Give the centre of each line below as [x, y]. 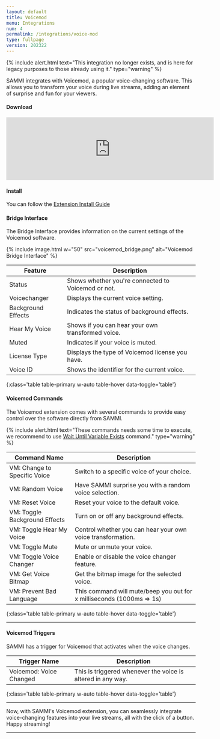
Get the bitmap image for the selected [128, 574]
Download [19, 107]
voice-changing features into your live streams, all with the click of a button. [100, 717]
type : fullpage [25, 40]
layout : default [26, 12]
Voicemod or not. [91, 288]
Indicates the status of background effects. [127, 312]
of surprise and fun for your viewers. [52, 93]
